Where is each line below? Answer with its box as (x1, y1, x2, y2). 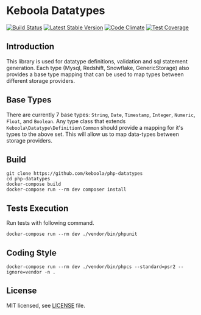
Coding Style (6, 247, 57, 258)
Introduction (6, 41, 55, 52)
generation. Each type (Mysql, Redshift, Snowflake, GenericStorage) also (6, 64, 189, 71)
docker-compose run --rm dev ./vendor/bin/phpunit (6, 231, 138, 238)
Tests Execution (6, 203, 69, 213)
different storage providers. (6, 77, 75, 84)
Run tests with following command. (6, 219, 94, 227)
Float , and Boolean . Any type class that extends (6, 117, 126, 125)
